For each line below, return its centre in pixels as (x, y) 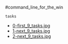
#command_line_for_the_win (34, 7)
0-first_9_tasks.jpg (31, 25)
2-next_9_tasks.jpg (32, 36)
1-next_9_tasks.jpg (31, 31)
